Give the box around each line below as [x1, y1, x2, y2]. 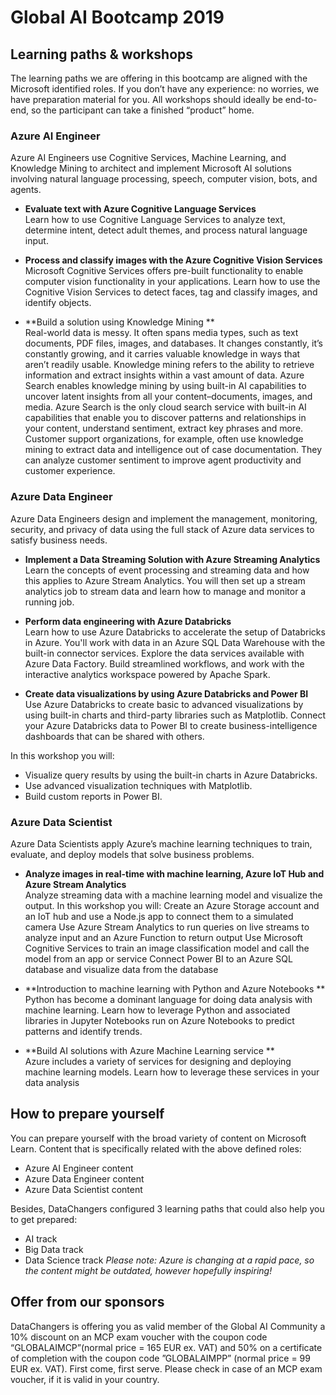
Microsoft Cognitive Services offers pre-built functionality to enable [24, 265, 304, 277]
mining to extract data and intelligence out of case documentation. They [24, 444, 323, 456]
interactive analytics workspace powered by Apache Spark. [24, 668, 271, 680]
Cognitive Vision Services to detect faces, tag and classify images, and [24, 286, 318, 298]
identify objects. [24, 297, 92, 309]
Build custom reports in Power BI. [24, 790, 163, 802]
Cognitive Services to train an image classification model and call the [24, 942, 310, 954]
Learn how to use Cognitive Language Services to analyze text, [24, 214, 286, 226]
